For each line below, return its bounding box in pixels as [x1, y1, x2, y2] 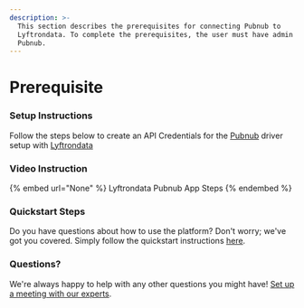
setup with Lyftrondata [9, 139, 93, 150]
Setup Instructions [9, 109, 93, 122]
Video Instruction [9, 162, 88, 174]
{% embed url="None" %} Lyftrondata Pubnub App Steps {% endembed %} [9, 182, 292, 194]
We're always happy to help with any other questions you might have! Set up [9, 278, 295, 289]
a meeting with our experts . [9, 288, 112, 299]
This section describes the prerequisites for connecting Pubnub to [17, 22, 281, 31]
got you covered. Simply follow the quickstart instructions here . [9, 236, 246, 247]
